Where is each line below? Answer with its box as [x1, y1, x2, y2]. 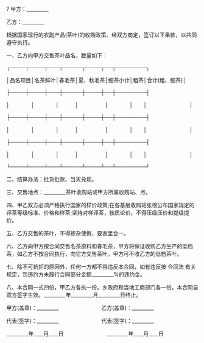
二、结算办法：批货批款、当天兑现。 [6, 175, 97, 183]
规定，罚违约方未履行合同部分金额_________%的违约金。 [6, 271, 146, 278]
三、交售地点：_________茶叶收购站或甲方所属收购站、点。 [6, 188, 151, 196]
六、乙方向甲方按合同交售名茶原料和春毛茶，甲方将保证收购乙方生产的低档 [6, 242, 193, 250]
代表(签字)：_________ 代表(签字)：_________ [6, 317, 154, 324]
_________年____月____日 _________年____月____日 [6, 330, 164, 337]
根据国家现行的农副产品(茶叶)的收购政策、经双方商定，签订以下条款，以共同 [6, 31, 197, 38]
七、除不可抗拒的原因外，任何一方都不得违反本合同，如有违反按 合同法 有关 [6, 263, 196, 270]
